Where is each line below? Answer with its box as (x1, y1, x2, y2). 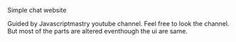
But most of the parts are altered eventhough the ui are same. (7, 27, 188, 35)
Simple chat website (7, 6, 67, 14)
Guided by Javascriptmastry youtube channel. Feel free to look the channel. (7, 20, 230, 27)
